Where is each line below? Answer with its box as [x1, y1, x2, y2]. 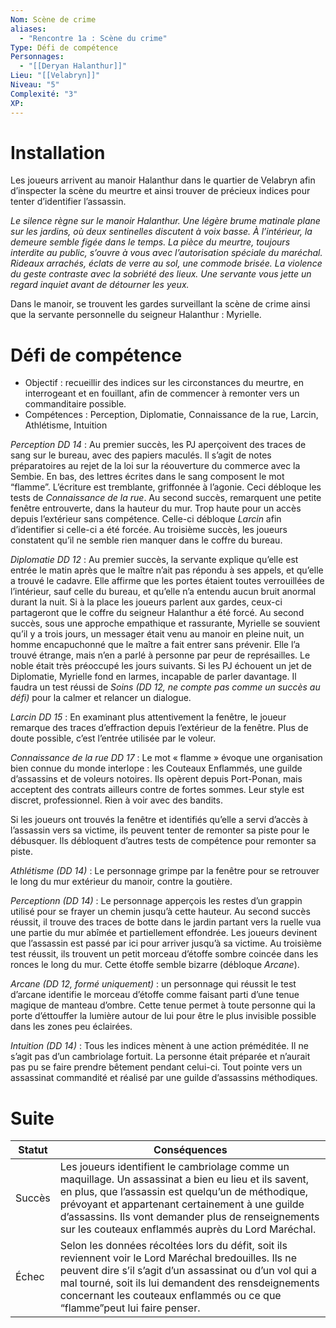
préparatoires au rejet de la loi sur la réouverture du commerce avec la [10, 460, 301, 472]
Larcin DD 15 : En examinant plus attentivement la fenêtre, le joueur [10, 711, 287, 723]
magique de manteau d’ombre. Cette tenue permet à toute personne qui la [10, 999, 316, 1011]
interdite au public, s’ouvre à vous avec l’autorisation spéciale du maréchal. [10, 247, 323, 259]
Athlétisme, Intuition [24, 419, 108, 431]
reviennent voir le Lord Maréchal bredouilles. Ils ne [59, 1251, 298, 1265]
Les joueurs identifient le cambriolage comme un [59, 1160, 290, 1174]
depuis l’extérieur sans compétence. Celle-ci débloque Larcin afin [10, 513, 282, 525]
